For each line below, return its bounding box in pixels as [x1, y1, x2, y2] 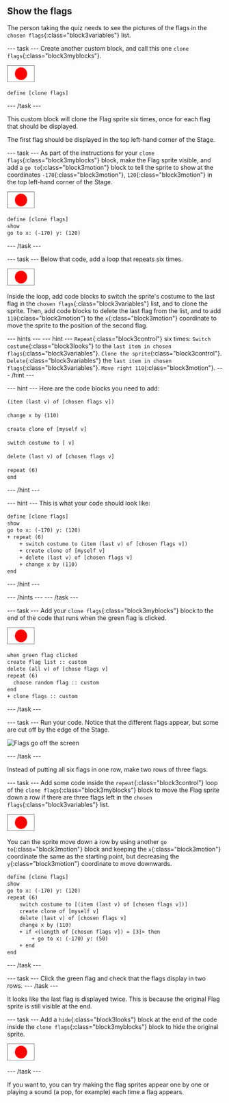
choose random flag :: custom [13, 679, 99, 686]
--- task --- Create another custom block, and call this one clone [7, 44, 189, 52]
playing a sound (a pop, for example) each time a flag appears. [7, 1087, 185, 1095]
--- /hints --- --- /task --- [7, 593, 79, 602]
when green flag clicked [7, 652, 78, 658]
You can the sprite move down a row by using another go [7, 837, 167, 845]
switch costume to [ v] [7, 439, 75, 446]
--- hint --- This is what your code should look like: [7, 499, 150, 507]
